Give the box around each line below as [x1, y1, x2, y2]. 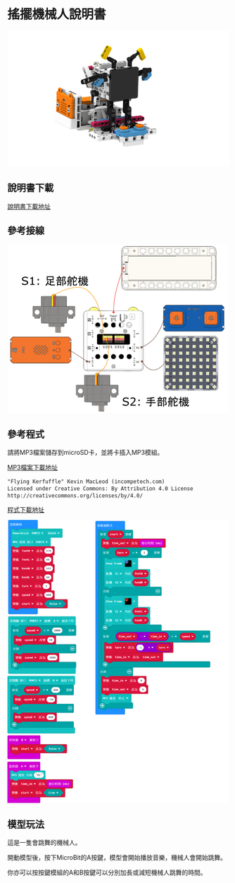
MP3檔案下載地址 [7, 463, 58, 472]
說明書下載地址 [7, 202, 51, 210]
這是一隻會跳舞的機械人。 [7, 839, 82, 847]
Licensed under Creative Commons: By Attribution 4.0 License [7, 485, 193, 492]
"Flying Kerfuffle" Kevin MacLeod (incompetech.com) [7, 478, 165, 485]
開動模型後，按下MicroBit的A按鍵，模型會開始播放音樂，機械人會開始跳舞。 [7, 853, 227, 862]
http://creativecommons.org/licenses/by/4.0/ [7, 492, 143, 499]
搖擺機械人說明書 [7, 6, 107, 23]
